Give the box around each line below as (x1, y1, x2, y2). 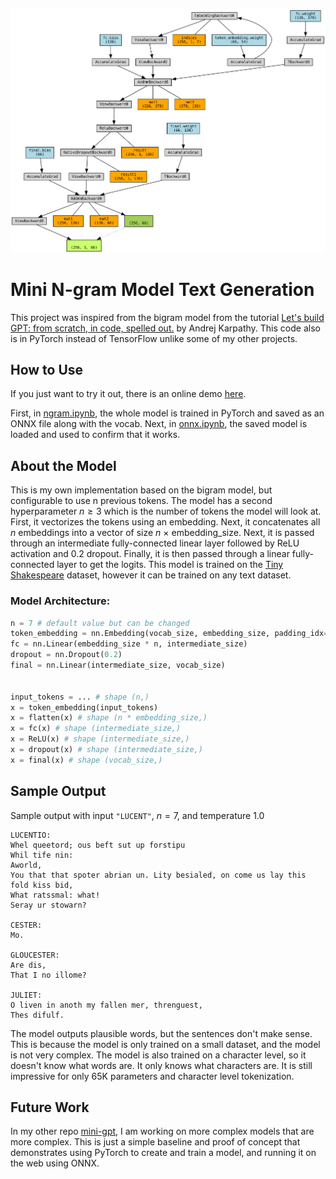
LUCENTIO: (10, 830, 52, 840)
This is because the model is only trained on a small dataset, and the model (10, 1038, 321, 1050)
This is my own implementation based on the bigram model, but (10, 484, 273, 496)
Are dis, (10, 960, 47, 970)
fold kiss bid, (10, 880, 74, 890)
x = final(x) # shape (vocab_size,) (10, 755, 163, 765)
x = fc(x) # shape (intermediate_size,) (10, 724, 182, 734)
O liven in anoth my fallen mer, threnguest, (10, 1000, 203, 1010)
